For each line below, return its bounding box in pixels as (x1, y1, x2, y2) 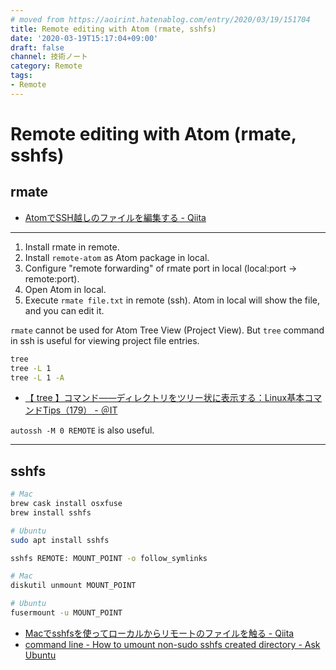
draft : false (10, 42, 65, 53)
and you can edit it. (24, 304, 105, 316)
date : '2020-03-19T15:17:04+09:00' (10, 33, 159, 43)
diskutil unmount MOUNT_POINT (10, 581, 137, 591)
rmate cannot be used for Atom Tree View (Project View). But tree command (10, 324, 325, 336)
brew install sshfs (10, 507, 92, 518)
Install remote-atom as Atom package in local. (24, 251, 210, 263)
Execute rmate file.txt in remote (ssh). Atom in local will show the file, (24, 294, 320, 306)
